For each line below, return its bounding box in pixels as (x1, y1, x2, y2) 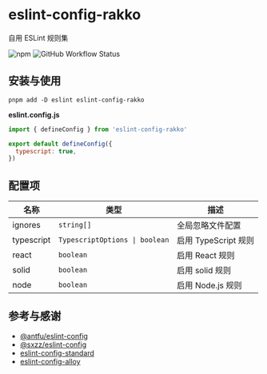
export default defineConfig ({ (8, 140, 113, 148)
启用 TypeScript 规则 (177, 235, 254, 246)
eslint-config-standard (19, 348, 94, 357)
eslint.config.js (8, 109, 60, 119)
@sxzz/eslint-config (19, 340, 87, 349)
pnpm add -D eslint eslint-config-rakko (8, 96, 145, 104)
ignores (12, 220, 42, 231)
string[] (58, 221, 92, 229)
